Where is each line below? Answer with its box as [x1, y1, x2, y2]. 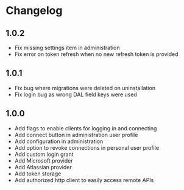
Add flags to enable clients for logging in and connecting [14, 124, 157, 132]
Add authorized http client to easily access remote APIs [14, 176, 154, 183]
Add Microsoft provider [14, 157, 74, 164]
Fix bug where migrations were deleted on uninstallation [14, 84, 156, 91]
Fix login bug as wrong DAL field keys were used [14, 91, 138, 98]
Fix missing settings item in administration [14, 44, 120, 51]
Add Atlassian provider [14, 163, 72, 171]
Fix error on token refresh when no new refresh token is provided [14, 51, 179, 58]
